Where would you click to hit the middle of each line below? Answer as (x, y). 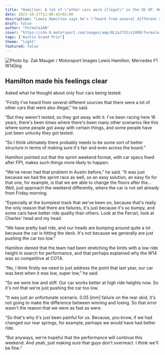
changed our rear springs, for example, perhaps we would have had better (80, 323)
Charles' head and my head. (34, 218)
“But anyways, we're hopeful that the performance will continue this (74, 338)
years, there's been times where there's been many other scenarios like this (82, 123)
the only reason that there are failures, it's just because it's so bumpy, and (80, 208)
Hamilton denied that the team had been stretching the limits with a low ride (82, 248)
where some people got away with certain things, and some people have (79, 128)
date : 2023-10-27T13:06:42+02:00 (39, 14)
